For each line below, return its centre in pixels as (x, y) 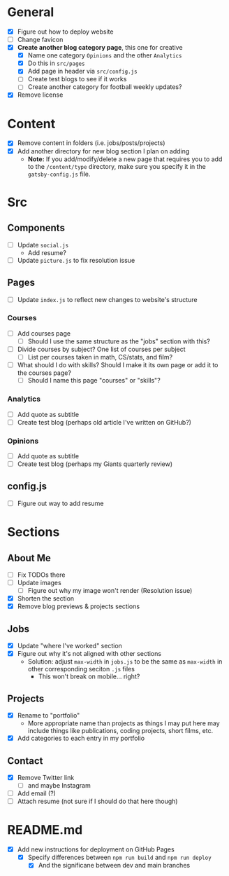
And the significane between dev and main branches (114, 865)
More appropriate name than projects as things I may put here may (124, 723)
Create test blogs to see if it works (77, 79)
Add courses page (44, 333)
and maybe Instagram (59, 786)
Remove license (40, 95)
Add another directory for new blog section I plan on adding (103, 151)
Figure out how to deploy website (65, 32)
